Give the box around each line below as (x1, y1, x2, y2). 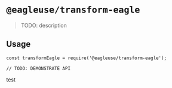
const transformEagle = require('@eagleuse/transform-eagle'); (6, 55, 167, 61)
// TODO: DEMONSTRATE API (6, 65, 70, 71)
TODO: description (20, 22, 67, 29)
